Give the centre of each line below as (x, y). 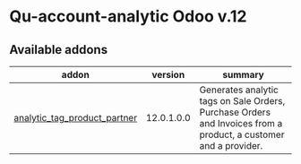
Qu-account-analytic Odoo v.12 (128, 17)
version (168, 75)
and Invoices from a (241, 123)
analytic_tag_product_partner (75, 118)
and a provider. (231, 146)
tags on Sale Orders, (242, 101)
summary (243, 75)
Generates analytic (239, 90)
